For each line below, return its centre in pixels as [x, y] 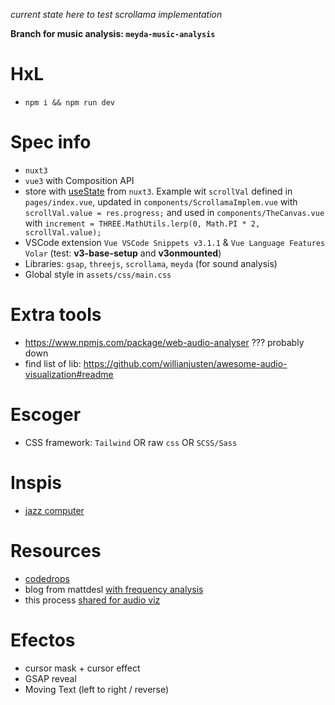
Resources [56, 550]
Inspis [36, 482]
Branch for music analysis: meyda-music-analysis [113, 33]
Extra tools [56, 315]
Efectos [43, 640]
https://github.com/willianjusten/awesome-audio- [185, 363]
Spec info [51, 142]
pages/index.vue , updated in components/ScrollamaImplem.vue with [161, 201]
